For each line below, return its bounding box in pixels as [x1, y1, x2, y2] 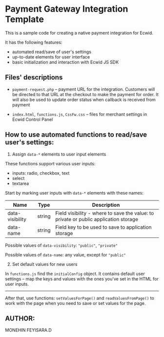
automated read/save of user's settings [12, 49, 92, 55]
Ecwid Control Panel [12, 116, 53, 122]
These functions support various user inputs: [5, 160, 96, 166]
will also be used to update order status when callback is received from [12, 97, 156, 102]
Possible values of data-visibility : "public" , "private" [5, 242, 118, 248]
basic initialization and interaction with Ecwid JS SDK [12, 59, 119, 65]
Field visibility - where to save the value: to [55, 210, 154, 217]
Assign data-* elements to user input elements [12, 151, 106, 157]
